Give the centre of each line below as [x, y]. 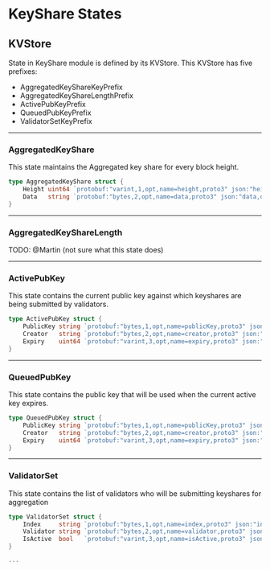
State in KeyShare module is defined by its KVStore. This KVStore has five [131, 63]
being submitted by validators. [59, 304]
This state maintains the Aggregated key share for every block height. [124, 167]
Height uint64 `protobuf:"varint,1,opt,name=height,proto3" [125, 190]
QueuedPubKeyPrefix [55, 113]
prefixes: [23, 72]
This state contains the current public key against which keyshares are [125, 296]
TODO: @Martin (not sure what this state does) [86, 250]
